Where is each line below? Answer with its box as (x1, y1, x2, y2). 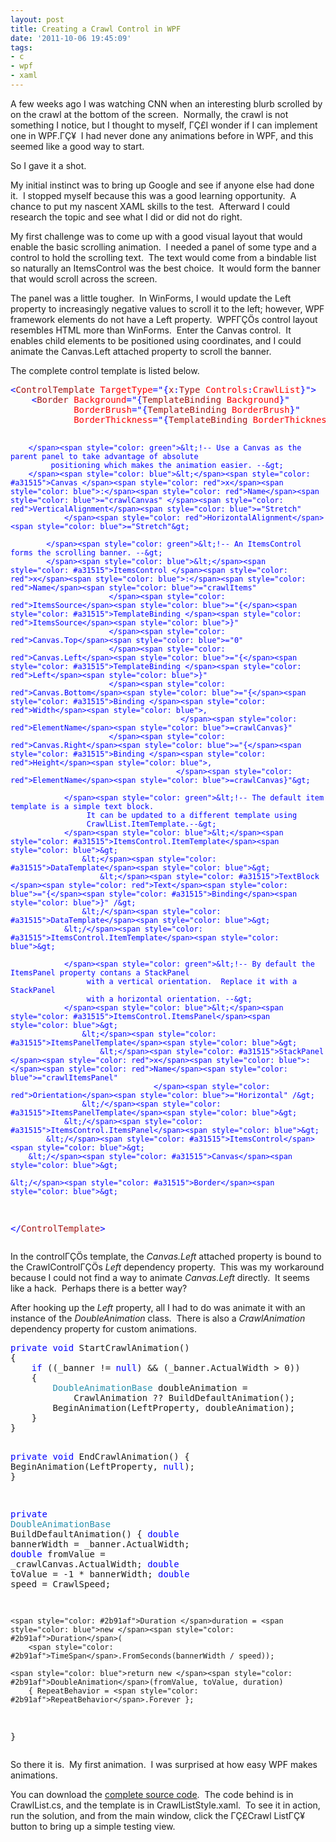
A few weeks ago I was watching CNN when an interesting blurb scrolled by (10, 97, 323, 110)
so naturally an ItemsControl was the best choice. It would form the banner (10, 262, 322, 274)
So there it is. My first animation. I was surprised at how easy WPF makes (10, 1758, 318, 1770)
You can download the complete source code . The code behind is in (10, 1788, 294, 1800)
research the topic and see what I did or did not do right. (10, 211, 243, 223)
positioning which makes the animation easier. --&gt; (50, 460, 284, 470)
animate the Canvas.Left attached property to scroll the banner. (10, 345, 272, 357)
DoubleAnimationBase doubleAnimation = (52, 1382, 248, 1393)
